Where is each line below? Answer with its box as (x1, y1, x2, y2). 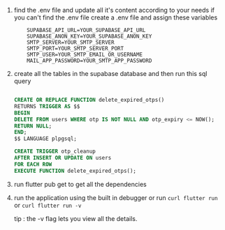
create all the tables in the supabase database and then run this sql (13, 70, 208, 77)
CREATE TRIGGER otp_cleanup (13, 148, 96, 155)
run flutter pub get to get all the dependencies (13, 180, 147, 188)
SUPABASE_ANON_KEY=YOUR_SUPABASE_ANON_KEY (27, 33, 152, 40)
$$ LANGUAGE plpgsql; (13, 135, 77, 142)
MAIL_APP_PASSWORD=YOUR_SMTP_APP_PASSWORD (27, 57, 152, 64)
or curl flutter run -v (13, 201, 82, 209)
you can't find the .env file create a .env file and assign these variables (13, 13, 218, 22)
